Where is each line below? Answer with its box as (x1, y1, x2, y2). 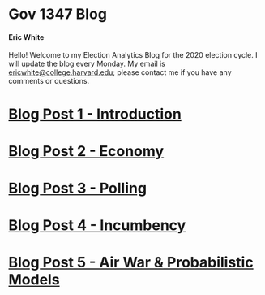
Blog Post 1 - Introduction (8, 105, 182, 123)
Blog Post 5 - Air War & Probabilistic (8, 254, 254, 272)
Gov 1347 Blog (8, 5, 108, 24)
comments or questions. (8, 76, 90, 86)
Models (8, 271, 60, 289)
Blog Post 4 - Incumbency (8, 216, 186, 235)
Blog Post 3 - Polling (8, 179, 147, 197)
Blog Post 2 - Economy (8, 141, 165, 160)
